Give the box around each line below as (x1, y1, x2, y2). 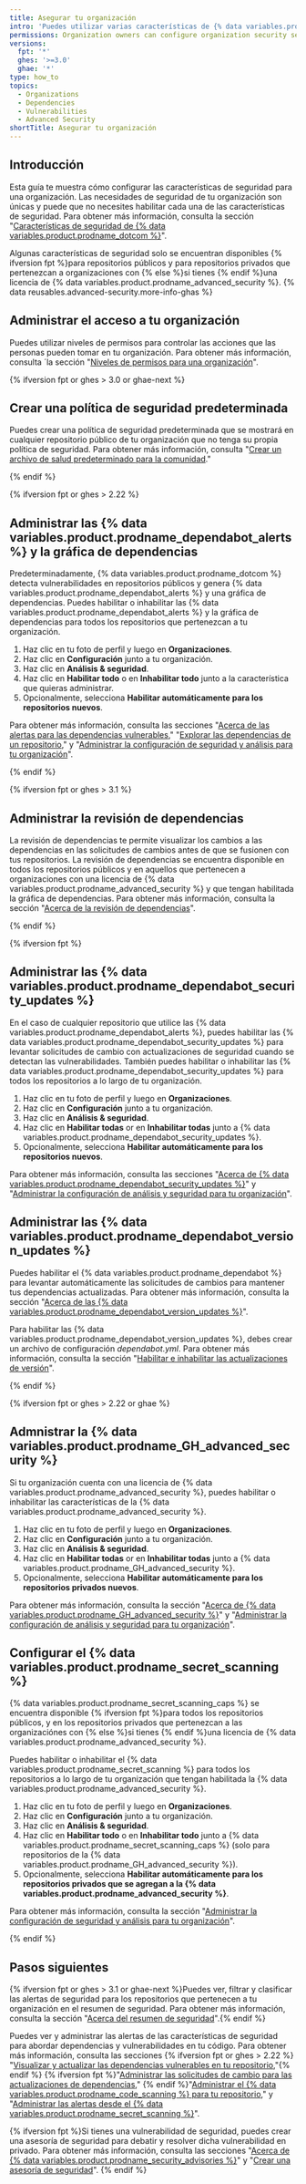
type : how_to (9, 73, 59, 82)
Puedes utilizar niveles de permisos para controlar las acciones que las (9, 336, 276, 347)
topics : (9, 81, 39, 90)
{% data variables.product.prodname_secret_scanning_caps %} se (9, 1698, 260, 1709)
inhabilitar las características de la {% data (9, 1496, 170, 1507)
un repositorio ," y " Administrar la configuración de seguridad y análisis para (9, 740, 293, 750)
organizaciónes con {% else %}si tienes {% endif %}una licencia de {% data (9, 1727, 297, 1738)
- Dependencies (17, 98, 76, 108)
